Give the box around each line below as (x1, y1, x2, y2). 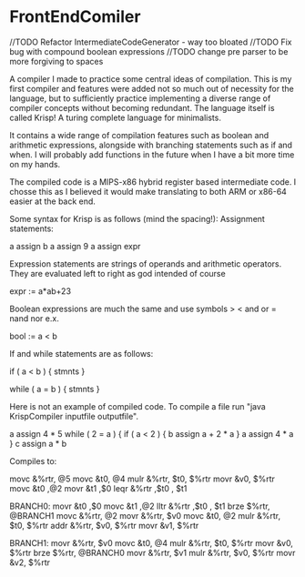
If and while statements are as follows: (9, 348, 154, 359)
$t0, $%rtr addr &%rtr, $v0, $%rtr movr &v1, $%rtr (9, 520, 199, 531)
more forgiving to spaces (9, 56, 104, 66)
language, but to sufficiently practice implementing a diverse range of (9, 93, 271, 104)
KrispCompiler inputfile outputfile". (9, 410, 139, 421)
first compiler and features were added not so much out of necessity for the (9, 83, 294, 94)
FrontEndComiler (9, 6, 141, 27)
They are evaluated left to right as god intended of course (9, 268, 226, 278)
